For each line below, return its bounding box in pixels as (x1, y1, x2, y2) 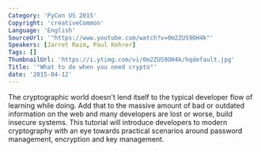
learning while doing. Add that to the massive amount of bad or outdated (8, 101, 245, 110)
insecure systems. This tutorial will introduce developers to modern (8, 117, 228, 127)
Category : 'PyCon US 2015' (8, 11, 97, 20)
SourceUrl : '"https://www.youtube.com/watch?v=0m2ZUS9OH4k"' (8, 33, 214, 42)
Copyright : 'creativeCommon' (8, 19, 104, 27)
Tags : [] (8, 48, 37, 56)
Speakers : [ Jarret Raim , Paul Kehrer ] (8, 41, 136, 49)
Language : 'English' (8, 26, 77, 34)
